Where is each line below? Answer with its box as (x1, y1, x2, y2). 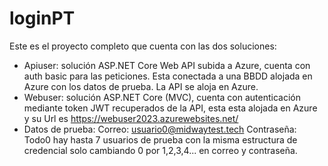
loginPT (9, 7, 76, 30)
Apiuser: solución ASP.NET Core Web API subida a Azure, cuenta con (23, 59, 311, 71)
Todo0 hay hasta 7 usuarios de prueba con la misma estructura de (23, 133, 298, 146)
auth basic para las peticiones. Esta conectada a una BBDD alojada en (23, 70, 313, 82)
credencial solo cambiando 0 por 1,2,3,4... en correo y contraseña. (23, 144, 298, 156)
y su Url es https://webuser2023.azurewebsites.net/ (23, 112, 239, 124)
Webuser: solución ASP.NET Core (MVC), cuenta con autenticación (23, 91, 302, 103)
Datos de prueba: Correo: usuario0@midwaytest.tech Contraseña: (23, 123, 297, 135)
